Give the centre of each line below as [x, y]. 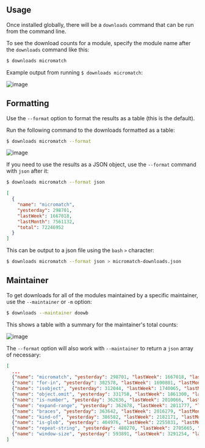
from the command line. [36, 31]
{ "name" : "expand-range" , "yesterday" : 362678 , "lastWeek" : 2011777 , [102, 405]
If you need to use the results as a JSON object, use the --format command [101, 165]
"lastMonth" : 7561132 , [46, 222]
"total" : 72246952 [41, 227]
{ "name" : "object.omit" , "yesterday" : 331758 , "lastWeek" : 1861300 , [101, 394]
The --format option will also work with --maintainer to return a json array [100, 348]
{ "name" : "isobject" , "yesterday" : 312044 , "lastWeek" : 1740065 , [97, 389]
